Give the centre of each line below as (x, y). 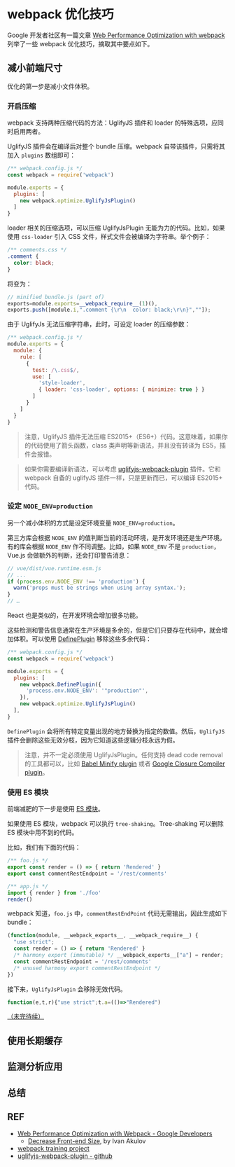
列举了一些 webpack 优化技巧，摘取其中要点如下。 (80, 43)
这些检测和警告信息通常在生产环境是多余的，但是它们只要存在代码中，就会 (114, 630)
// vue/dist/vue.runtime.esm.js (54, 568)
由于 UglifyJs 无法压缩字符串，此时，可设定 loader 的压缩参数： (99, 324)
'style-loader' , (62, 383)
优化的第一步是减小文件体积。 (50, 86)
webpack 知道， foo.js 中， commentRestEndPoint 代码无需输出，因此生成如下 (117, 913)
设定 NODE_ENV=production (50, 506)
